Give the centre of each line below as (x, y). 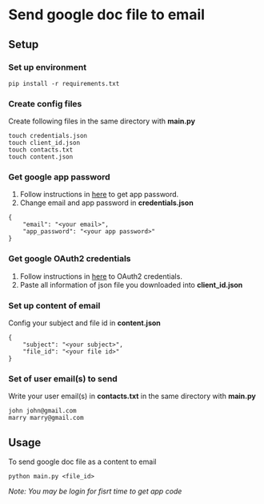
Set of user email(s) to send (63, 378)
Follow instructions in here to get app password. (99, 195)
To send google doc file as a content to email (82, 462)
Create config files (45, 103)
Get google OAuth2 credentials (70, 259)
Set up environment (47, 67)
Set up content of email (54, 305)
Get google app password (59, 177)
